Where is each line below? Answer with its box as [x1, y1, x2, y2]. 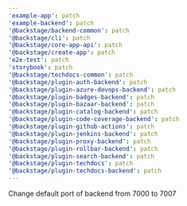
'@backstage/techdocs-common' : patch [8, 71, 134, 79]
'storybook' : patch [8, 64, 73, 72]
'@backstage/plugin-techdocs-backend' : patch [8, 167, 162, 175]
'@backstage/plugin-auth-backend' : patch [8, 78, 148, 86]
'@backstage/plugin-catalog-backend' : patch [8, 108, 158, 116]
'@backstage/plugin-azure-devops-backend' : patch [8, 85, 177, 94]
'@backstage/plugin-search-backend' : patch [8, 152, 155, 160]
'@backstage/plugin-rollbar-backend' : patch [8, 145, 158, 153]
